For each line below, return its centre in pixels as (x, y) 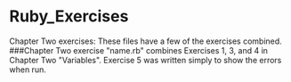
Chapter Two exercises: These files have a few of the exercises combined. (145, 41)
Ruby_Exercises (69, 16)
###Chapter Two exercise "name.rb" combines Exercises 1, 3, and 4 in (139, 50)
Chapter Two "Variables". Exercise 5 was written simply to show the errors (145, 60)
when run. (28, 70)
